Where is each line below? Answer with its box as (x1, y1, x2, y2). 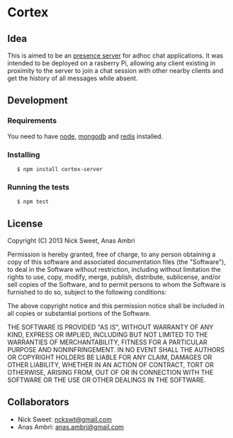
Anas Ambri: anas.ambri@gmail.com (17, 422, 124, 431)
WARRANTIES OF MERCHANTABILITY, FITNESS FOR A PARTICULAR (7, 338, 208, 346)
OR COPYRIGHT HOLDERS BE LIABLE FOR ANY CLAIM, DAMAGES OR (7, 353, 212, 362)
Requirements (7, 116, 57, 126)
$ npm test (16, 198, 50, 206)
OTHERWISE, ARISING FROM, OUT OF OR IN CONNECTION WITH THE (7, 368, 214, 377)
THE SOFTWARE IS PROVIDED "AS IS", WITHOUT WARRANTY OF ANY (7, 323, 214, 332)
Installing (7, 150, 40, 160)
